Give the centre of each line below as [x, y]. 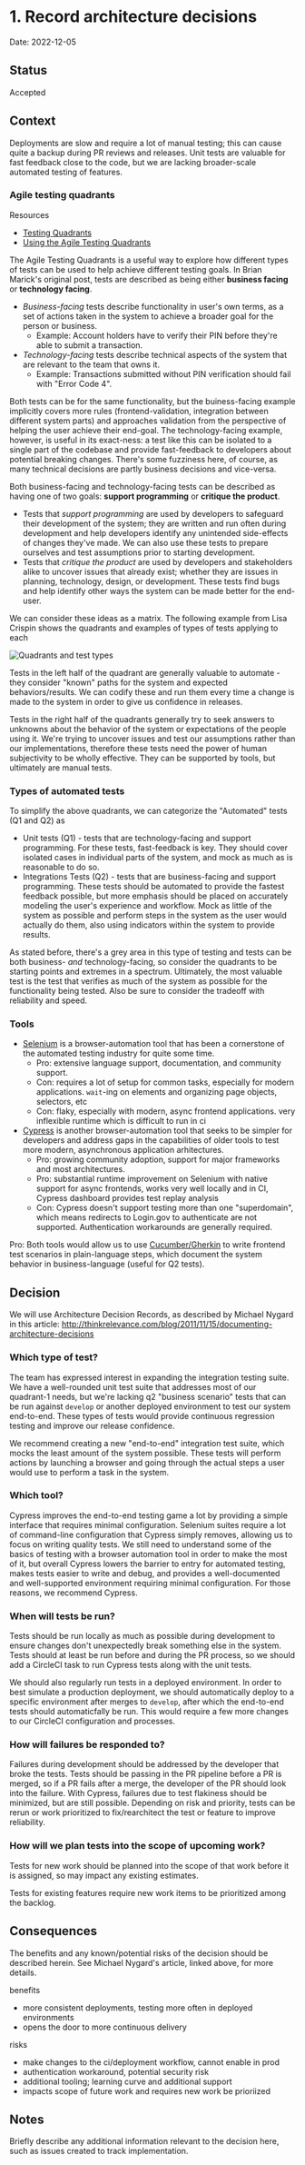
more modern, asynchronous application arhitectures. [123, 1150]
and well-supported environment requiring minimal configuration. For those [150, 1583]
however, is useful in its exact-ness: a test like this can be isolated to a [141, 440]
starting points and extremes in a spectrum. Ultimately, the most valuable [146, 972]
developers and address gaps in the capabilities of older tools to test [151, 1140]
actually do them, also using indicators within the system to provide [148, 925]
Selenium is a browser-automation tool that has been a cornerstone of [153, 1044]
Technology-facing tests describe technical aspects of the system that [155, 354]
